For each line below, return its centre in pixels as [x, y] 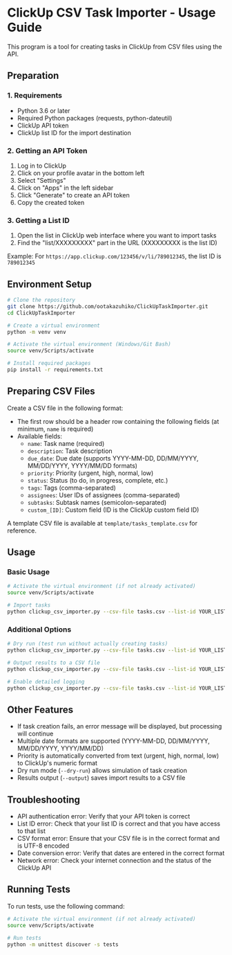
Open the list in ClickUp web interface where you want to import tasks [117, 235]
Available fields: [39, 436]
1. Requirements [35, 96]
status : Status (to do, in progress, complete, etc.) [98, 480]
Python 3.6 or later [43, 110]
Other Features [40, 709]
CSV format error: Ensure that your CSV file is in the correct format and [118, 839]
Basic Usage [29, 572]
